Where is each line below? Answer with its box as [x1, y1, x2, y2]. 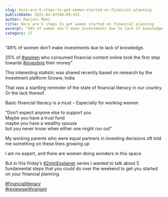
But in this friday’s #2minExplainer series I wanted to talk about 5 [5, 160, 139, 166]
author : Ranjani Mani [5, 17, 51, 22]
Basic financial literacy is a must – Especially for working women [5, 100, 139, 106]
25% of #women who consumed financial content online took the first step [5, 54, 160, 60]
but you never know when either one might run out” [5, 125, 112, 132]
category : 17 [5, 31, 33, 36]
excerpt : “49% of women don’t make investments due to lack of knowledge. [5, 26, 165, 31]
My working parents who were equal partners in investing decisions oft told [5, 136, 162, 141]
